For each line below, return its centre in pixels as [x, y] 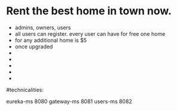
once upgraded [34, 47]
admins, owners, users [43, 27]
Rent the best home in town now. [89, 11]
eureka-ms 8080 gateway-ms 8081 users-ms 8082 [69, 101]
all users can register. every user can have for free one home [90, 33]
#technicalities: [25, 90]
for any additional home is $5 [51, 40]
